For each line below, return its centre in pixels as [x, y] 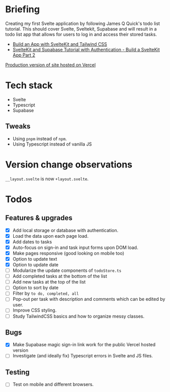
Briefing [23, 9]
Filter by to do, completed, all [46, 293]
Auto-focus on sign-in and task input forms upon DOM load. [75, 247]
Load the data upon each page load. [50, 236]
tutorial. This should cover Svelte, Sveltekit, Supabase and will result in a [81, 29]
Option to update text [35, 259]
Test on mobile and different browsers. [53, 384]
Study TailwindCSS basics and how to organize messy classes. [78, 316]
